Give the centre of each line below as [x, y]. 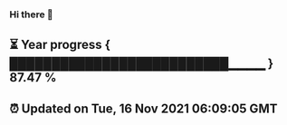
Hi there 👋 [32, 14]
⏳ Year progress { [60, 45]
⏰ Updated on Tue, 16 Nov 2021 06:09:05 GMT [143, 108]
